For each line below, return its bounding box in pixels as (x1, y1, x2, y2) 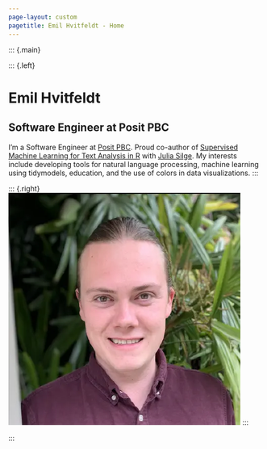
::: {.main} (8, 44, 41, 54)
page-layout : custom (8, 13, 78, 21)
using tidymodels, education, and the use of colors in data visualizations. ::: (8, 168, 259, 178)
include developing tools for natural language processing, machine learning (8, 159, 260, 169)
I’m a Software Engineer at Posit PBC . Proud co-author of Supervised (8, 142, 239, 152)
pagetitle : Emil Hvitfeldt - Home (8, 21, 125, 30)
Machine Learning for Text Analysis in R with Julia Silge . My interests (8, 150, 238, 161)
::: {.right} (8, 183, 40, 193)
